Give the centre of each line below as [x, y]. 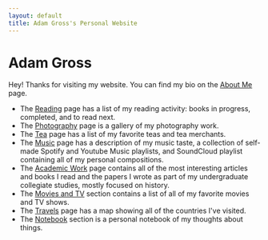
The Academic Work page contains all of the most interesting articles [134, 168]
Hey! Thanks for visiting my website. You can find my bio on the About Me [130, 85]
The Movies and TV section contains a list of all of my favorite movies [134, 194]
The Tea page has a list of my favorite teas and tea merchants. [123, 134]
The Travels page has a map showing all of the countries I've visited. [133, 211]
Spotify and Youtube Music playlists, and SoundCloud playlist [142, 151]
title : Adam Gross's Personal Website [73, 23]
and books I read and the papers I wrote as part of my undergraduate [134, 177]
